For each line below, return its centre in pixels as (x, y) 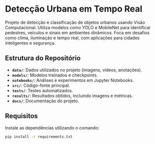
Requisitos (21, 116)
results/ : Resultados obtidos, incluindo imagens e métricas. (72, 96)
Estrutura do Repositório (43, 58)
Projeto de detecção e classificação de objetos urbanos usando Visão (75, 22)
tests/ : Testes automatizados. (43, 90)
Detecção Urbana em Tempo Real (74, 9)
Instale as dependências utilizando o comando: (52, 128)
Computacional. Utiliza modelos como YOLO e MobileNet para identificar (78, 27)
